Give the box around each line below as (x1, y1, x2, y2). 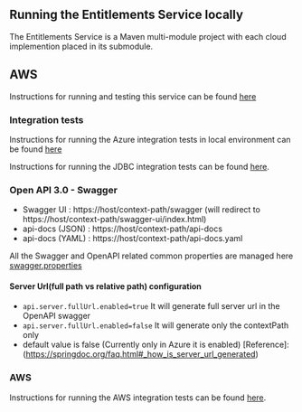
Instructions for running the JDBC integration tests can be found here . (9, 161, 269, 172)
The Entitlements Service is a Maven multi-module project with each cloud (9, 31, 287, 42)
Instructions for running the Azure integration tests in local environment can (9, 134, 291, 145)
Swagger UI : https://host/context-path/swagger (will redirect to (22, 204, 260, 215)
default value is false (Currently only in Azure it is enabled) (22, 339, 241, 351)
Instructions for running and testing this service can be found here (9, 90, 257, 102)
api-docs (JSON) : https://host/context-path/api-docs (22, 223, 223, 234)
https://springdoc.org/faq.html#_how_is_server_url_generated (25, 349, 256, 360)
